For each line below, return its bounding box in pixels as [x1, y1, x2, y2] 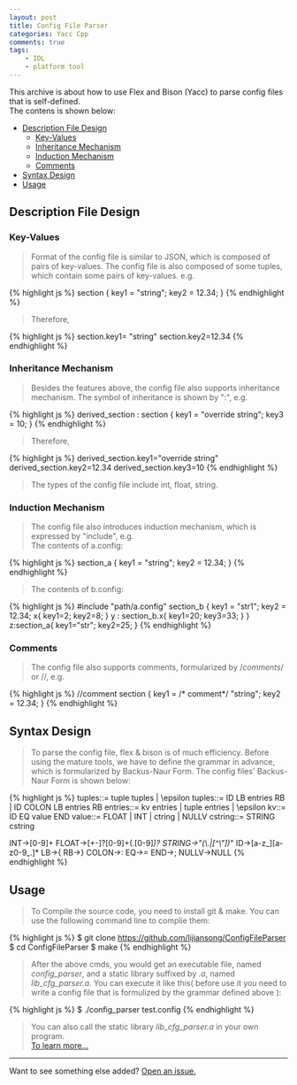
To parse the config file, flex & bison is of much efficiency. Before [30, 747, 270, 758]
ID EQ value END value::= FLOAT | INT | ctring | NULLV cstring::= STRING [9, 812, 276, 822]
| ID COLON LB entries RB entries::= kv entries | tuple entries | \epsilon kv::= [9, 802, 286, 812]
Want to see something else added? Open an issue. [9, 1066, 196, 1076]
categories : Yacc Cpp [9, 29, 89, 38]
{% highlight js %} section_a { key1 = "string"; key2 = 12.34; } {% [9, 558, 245, 568]
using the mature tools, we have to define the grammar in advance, [30, 757, 276, 767]
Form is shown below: [50, 775, 131, 786]
